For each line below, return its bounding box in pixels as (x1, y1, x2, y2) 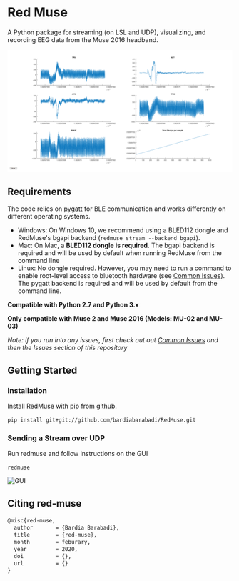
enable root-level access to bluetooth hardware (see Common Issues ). (17, 272, 225, 280)
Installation (7, 385, 48, 395)
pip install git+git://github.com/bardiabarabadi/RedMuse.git (7, 417, 196, 424)
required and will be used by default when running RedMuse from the (17, 249, 223, 257)
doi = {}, (14, 553, 72, 560)
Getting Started (7, 364, 78, 376)
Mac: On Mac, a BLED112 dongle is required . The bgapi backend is (17, 241, 215, 250)
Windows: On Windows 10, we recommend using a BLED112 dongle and (17, 226, 228, 234)
